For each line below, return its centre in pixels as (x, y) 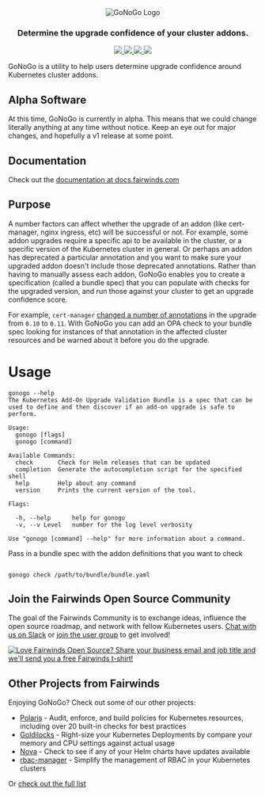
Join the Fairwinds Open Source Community (119, 599)
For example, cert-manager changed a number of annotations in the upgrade (132, 314)
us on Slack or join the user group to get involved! (89, 635)
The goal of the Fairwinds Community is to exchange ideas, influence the (127, 618)
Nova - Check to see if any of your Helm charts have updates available (135, 752)
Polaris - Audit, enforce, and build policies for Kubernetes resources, (131, 718)
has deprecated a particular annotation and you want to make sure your (125, 257)
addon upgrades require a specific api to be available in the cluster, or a (125, 240)
